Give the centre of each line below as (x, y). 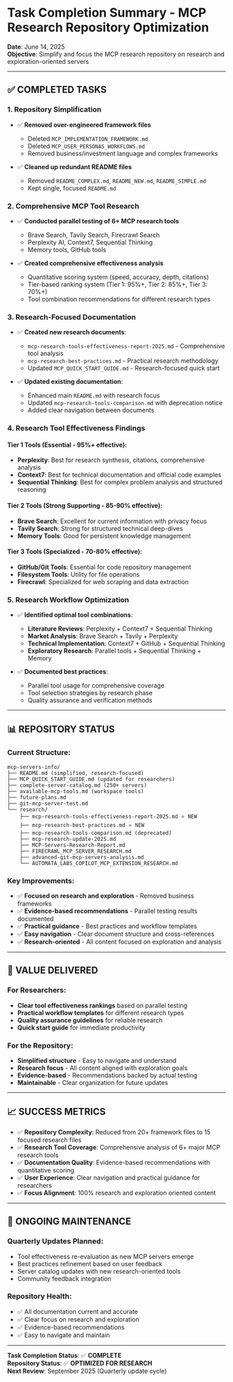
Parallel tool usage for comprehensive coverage (96, 685)
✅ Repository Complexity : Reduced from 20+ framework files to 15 (114, 1132)
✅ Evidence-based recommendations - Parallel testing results (107, 911)
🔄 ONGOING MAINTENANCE (69, 1221)
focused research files (49, 1140)
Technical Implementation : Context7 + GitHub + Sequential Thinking (126, 644)
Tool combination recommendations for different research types (119, 299)
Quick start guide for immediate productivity (81, 1027)
